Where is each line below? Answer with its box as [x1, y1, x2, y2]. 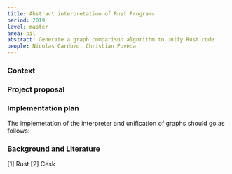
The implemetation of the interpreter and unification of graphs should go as [7, 119, 226, 128]
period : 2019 [7, 17, 46, 24]
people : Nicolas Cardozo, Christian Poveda [7, 43, 137, 50]
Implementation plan [7, 103, 79, 113]
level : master [7, 23, 49, 30]
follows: [7, 126, 30, 135]
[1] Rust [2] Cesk [7, 160, 56, 168]
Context [7, 66, 36, 75]
